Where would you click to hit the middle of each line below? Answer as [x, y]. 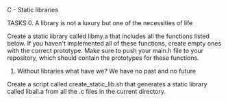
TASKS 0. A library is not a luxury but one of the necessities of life [100, 23]
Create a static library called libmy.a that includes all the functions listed [109, 36]
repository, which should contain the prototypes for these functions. [103, 58]
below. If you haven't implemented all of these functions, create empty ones [114, 43]
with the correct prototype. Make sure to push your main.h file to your [105, 51]
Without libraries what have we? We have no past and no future [106, 71]
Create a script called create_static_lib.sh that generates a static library [107, 84]
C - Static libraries [33, 10]
